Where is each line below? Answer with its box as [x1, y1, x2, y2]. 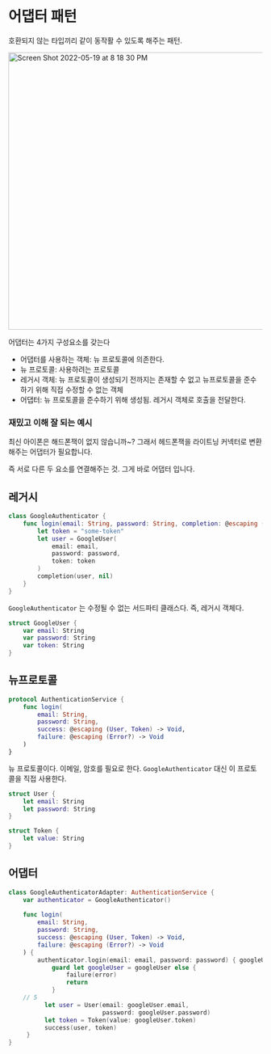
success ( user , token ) [44, 1023, 117, 1031]
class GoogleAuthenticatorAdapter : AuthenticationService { [8, 888, 215, 896]
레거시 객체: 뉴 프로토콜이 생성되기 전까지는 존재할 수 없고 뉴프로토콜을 [19, 374, 242, 384]
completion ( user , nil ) [37, 572, 114, 580]
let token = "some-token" [37, 527, 125, 535]
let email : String [23, 797, 85, 805]
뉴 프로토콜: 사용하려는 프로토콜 [19, 365, 119, 374]
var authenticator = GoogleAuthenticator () [23, 896, 172, 904]
